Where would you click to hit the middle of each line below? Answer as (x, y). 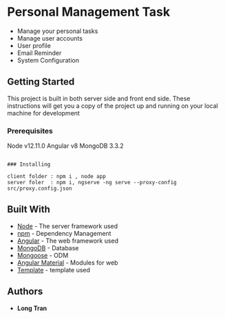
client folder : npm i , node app (57, 177)
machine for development (44, 113)
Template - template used (54, 269)
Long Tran (32, 308)
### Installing (29, 165)
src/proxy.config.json (40, 189)
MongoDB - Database (48, 247)
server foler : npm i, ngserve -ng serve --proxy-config (92, 183)
